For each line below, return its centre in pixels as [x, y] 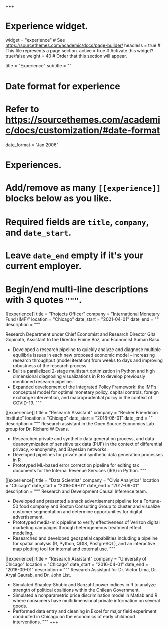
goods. [20, 606]
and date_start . [38, 232]
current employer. [43, 266]
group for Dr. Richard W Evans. [37, 429]
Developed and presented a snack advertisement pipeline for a [77, 501]
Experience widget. [47, 26]
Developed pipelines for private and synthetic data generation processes [88, 454]
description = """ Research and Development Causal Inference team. [76, 491]
